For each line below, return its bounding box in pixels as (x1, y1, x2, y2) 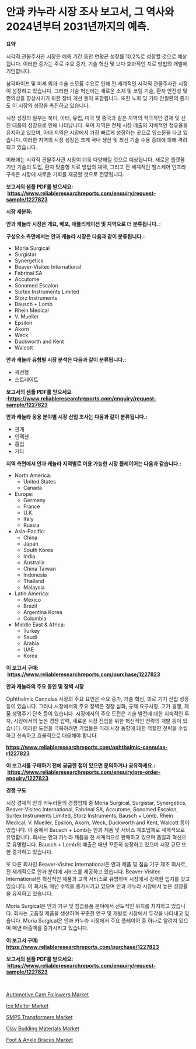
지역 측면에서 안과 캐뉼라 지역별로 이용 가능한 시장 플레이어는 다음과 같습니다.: (6, 460, 182, 467)
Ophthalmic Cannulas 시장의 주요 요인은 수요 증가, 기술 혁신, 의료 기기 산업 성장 (6, 695, 190, 702)
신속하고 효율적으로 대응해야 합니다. (16, 732, 98, 739)
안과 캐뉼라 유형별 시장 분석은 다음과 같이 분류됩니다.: (6, 356, 127, 363)
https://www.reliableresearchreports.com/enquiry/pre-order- (7, 768, 161, 776)
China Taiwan (23, 565, 57, 572)
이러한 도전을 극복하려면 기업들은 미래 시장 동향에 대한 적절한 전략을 (23, 724, 177, 732)
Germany (23, 496, 45, 503)
